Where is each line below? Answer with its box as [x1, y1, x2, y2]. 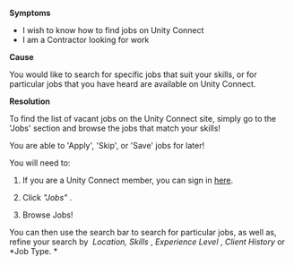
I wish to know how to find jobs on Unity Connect [22, 25, 204, 35]
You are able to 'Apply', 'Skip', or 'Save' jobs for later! [9, 141, 204, 150]
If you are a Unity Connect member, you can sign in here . [22, 175, 234, 185]
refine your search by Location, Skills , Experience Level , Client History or [9, 236, 285, 247]
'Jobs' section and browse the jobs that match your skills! [9, 123, 221, 133]
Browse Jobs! [22, 209, 73, 220]
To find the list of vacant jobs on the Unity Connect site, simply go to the [9, 114, 277, 124]
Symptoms [9, 8, 51, 18]
